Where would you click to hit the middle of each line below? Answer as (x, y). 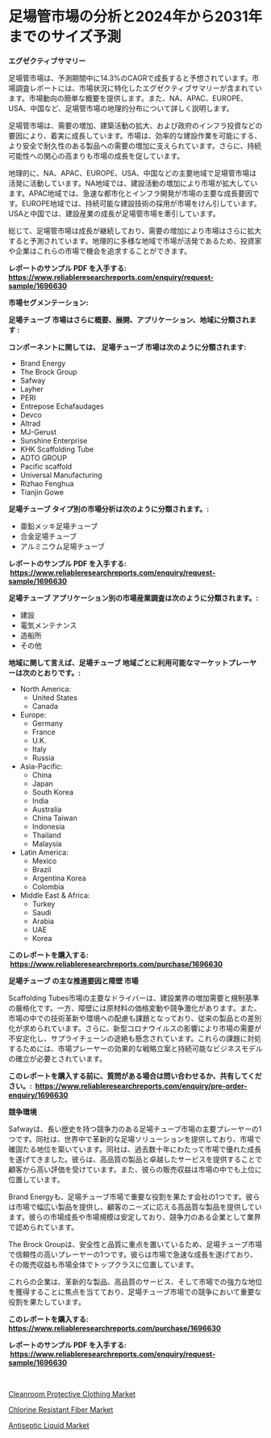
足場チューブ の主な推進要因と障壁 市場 (73, 981)
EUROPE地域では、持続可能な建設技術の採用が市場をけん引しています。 (141, 203)
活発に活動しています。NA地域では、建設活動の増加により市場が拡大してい (133, 183)
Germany (47, 723)
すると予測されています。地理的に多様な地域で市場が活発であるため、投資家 (135, 240)
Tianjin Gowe (42, 492)
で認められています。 (44, 1227)
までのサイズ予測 (65, 37)
